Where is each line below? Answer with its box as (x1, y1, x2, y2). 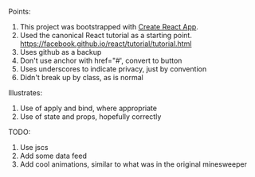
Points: (8, 7, 31, 16)
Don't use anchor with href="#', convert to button (19, 56, 182, 65)
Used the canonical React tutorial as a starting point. (19, 31, 193, 40)
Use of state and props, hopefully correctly (19, 112, 162, 121)
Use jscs (19, 143, 49, 152)
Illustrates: (8, 88, 42, 98)
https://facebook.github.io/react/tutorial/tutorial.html (19, 39, 192, 48)
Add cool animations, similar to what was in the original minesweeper (19, 160, 247, 169)
